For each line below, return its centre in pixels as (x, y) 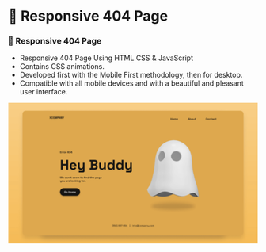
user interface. (44, 92)
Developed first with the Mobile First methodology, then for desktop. (131, 75)
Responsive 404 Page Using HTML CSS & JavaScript (106, 58)
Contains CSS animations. (62, 67)
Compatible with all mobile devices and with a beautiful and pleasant (131, 83)
